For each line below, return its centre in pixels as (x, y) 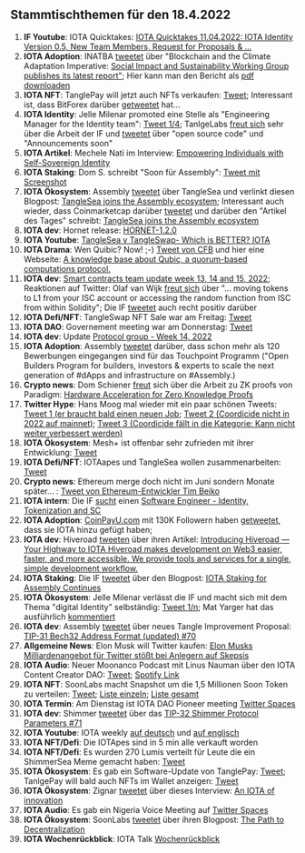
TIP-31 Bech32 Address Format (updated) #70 (110, 636)
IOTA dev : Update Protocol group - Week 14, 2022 (118, 336)
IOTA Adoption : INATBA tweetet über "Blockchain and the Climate (147, 56)
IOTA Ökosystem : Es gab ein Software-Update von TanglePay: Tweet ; (154, 771)
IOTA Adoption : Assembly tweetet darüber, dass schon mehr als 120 (152, 346)
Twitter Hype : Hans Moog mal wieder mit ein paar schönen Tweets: (150, 404)
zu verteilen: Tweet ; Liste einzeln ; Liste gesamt (111, 694)
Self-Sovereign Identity (67, 162)
